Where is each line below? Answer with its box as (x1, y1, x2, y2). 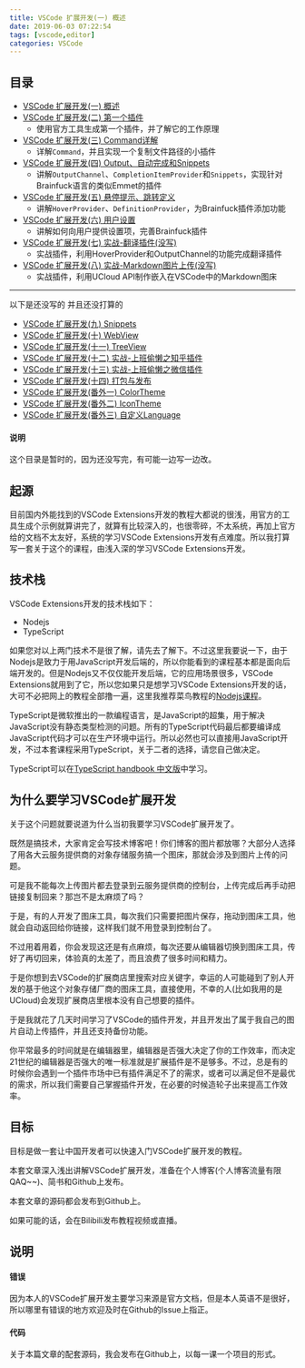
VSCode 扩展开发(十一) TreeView (22, 341, 147, 352)
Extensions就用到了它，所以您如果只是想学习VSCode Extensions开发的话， (9, 679, 292, 690)
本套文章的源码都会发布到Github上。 (9, 1195, 146, 1206)
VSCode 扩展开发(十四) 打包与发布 (22, 375, 152, 387)
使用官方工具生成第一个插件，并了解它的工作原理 (35, 124, 220, 135)
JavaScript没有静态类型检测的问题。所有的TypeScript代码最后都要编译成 (9, 721, 281, 732)
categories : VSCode (9, 38, 84, 48)
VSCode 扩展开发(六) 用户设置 (22, 215, 136, 226)
